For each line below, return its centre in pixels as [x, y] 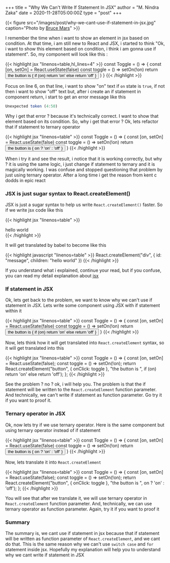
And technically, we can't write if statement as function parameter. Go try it [84, 395]
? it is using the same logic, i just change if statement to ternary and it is [80, 164]
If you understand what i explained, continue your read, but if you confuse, [83, 270]
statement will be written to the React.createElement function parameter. [81, 390]
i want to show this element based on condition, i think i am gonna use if [81, 49]
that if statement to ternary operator [43, 126]
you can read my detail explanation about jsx [52, 276]
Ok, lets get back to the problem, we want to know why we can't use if [79, 300]
